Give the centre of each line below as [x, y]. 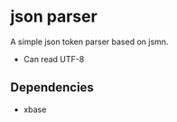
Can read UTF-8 [54, 59]
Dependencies [52, 88]
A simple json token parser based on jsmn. [89, 42]
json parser [54, 17]
